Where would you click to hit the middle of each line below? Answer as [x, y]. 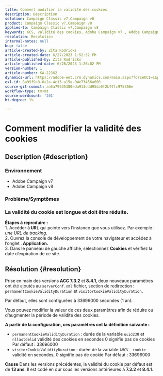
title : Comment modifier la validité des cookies [56, 9]
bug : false [16, 46]
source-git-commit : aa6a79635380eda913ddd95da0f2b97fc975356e [69, 86]
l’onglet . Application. [27, 244]
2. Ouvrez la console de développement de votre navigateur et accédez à [78, 238]
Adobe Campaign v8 [33, 186]
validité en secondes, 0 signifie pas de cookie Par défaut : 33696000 [81, 355]
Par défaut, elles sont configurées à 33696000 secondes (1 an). [69, 301]
